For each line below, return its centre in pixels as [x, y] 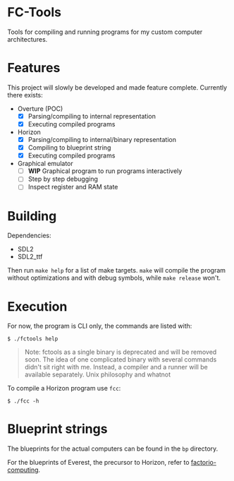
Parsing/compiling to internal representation [92, 116]
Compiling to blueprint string [69, 148]
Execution [37, 306]
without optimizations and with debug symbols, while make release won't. [114, 278]
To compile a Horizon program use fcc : [64, 388]
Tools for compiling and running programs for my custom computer [105, 32]
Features [34, 68]
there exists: [25, 95]
